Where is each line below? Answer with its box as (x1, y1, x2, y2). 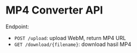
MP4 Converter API (5, 4, 104, 17)
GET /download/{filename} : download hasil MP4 (14, 41, 132, 48)
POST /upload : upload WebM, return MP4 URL (14, 34, 126, 41)
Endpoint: (5, 23, 29, 30)
